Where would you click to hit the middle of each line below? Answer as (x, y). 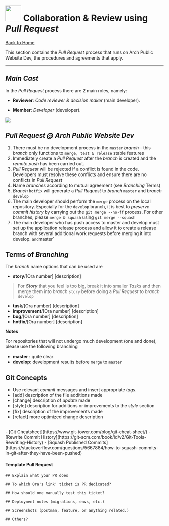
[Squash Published (67, 443)
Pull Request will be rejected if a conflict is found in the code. (76, 169)
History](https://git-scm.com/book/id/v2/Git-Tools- (94, 437)
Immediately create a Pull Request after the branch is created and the (84, 158)
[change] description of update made (51, 400)
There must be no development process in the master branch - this (81, 148)
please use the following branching (41, 347)
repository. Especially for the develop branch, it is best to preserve (81, 206)
